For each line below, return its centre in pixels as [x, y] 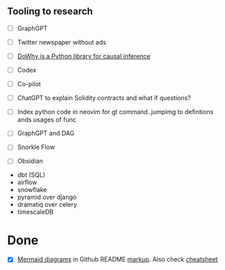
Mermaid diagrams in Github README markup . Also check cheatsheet [117, 260]
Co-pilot [29, 84]
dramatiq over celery [47, 205]
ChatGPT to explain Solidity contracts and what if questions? [104, 98]
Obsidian [30, 161]
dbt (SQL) [31, 175]
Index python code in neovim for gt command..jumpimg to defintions [115, 112]
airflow [27, 182]
